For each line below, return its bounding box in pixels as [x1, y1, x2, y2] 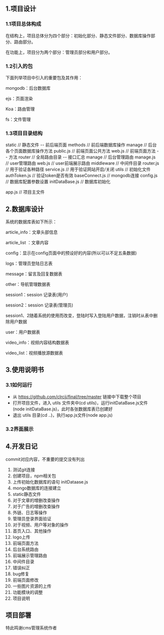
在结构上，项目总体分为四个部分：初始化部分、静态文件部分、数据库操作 [5, 32, 151, 38]
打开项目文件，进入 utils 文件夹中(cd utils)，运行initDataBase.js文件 [12, 400, 148, 406]
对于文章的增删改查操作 [12, 497, 60, 503]
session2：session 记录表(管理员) [5, 302, 74, 308]
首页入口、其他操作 [12, 528, 52, 533]
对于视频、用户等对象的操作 [12, 522, 69, 528]
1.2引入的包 [5, 63, 33, 70]
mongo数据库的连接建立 [12, 485, 61, 491]
